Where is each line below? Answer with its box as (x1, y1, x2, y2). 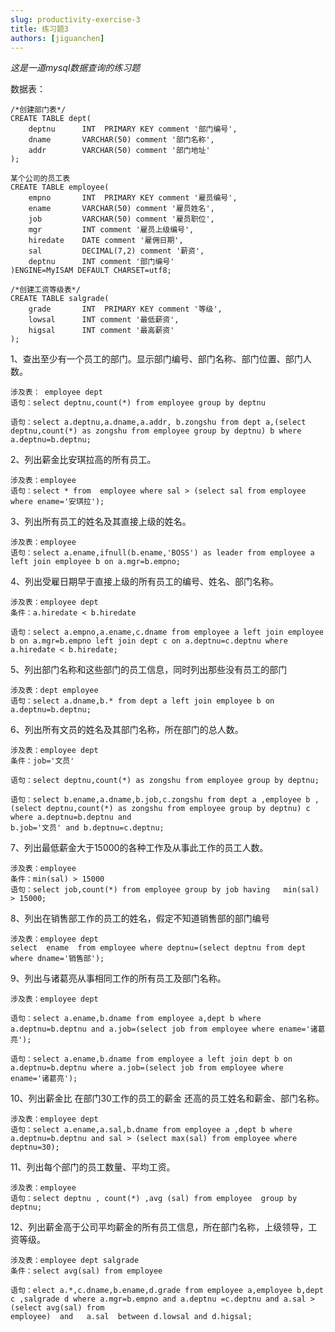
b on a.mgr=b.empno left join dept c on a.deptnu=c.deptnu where (10, 636, 288, 646)
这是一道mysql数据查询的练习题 (10, 62, 141, 74)
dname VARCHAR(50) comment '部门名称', (28, 135, 215, 145)
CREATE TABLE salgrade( (10, 294, 110, 304)
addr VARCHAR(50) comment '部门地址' (28, 146, 211, 156)
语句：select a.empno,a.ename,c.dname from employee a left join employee (10, 627, 324, 638)
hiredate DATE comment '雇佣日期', (28, 236, 184, 246)
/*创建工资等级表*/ (10, 285, 81, 295)
